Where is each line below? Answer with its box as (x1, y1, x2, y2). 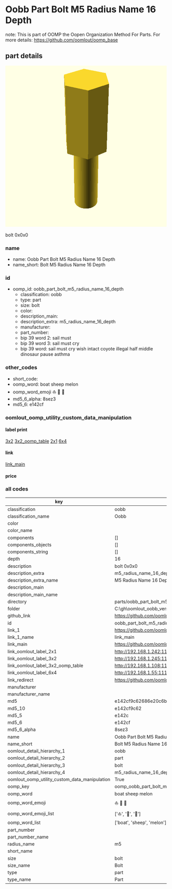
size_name (7, 862, 30, 868)
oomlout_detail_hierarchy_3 (7, 762, 66, 768)
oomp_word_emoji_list (7, 811, 54, 817)
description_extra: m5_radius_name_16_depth (20, 319, 116, 325)
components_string (7, 549, 49, 555)
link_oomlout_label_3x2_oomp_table (7, 662, 83, 669)
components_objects (7, 541, 52, 548)
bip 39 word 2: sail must (20, 335, 72, 341)
